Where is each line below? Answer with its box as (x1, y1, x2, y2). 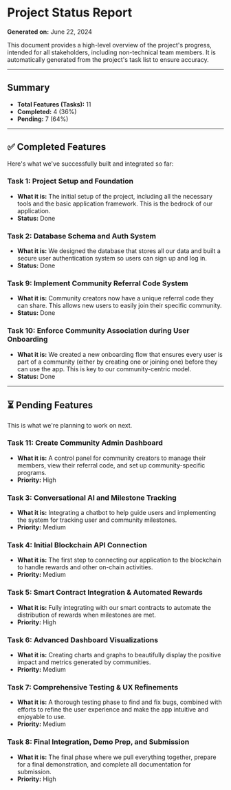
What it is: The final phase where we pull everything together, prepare (16, 753, 217, 761)
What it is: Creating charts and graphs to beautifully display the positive (16, 651, 221, 659)
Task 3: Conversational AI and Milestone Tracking (7, 493, 177, 503)
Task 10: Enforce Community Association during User (7, 326, 190, 336)
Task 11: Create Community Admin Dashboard (7, 438, 164, 448)
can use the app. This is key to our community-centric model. (16, 364, 192, 373)
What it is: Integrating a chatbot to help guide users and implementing (16, 509, 217, 517)
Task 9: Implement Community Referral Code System (7, 278, 188, 288)
